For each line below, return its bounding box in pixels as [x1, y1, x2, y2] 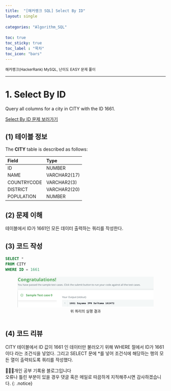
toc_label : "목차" [5, 46, 45, 51]
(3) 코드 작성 [5, 241, 43, 250]
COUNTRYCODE [7, 179, 42, 185]
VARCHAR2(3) [46, 179, 77, 185]
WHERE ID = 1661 [5, 267, 40, 272]
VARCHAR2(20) [46, 186, 80, 192]
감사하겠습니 [136, 374, 162, 380]
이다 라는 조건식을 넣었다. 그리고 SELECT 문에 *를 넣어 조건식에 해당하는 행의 [5, 350, 159, 356]
